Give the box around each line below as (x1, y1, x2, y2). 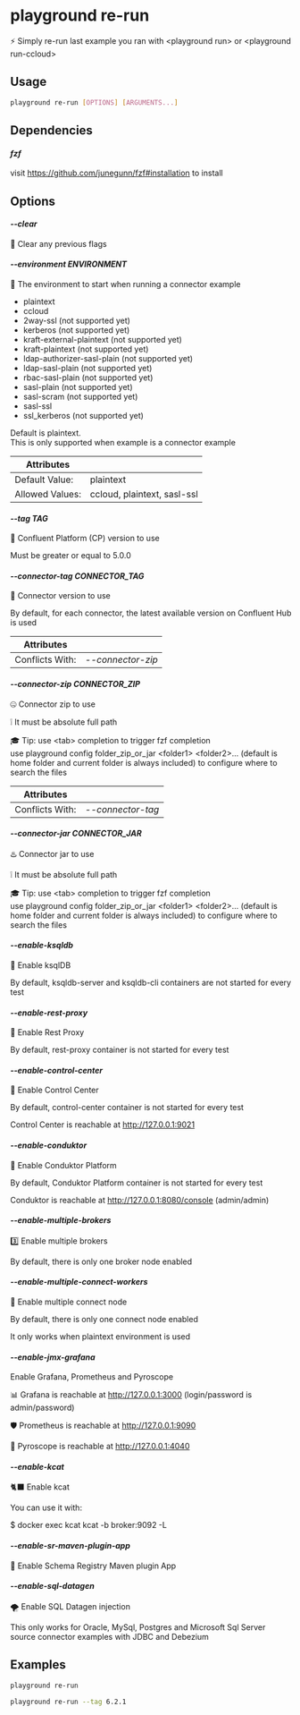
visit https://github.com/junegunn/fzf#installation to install (10, 167, 223, 179)
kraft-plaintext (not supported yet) (22, 344, 149, 354)
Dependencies (10, 123, 93, 139)
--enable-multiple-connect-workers (10, 1277, 148, 1287)
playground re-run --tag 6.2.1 (10, 1697, 127, 1706)
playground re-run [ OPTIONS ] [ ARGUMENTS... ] (10, 98, 179, 107)
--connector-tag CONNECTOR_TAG (10, 570, 145, 582)
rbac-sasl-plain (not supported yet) (22, 372, 154, 383)
